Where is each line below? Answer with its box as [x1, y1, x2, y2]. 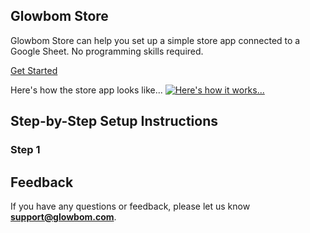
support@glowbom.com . [10, 210, 117, 223]
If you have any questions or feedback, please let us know [10, 200, 251, 212]
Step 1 [10, 143, 41, 157]
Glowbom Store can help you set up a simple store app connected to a [10, 34, 301, 46]
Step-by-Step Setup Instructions [10, 113, 218, 130]
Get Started [10, 64, 58, 76]
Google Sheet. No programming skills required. [10, 45, 204, 57]
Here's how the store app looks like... [10, 84, 163, 96]
